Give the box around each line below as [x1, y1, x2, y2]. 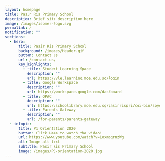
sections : [5, 35, 26, 40]
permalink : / [5, 26, 32, 30]
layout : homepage [5, 7, 41, 12]
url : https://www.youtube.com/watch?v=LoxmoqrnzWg [18, 135, 124, 140]
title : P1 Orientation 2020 [18, 126, 76, 131]
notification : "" [5, 30, 41, 35]
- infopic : [9, 121, 32, 126]
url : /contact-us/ [18, 57, 56, 62]
